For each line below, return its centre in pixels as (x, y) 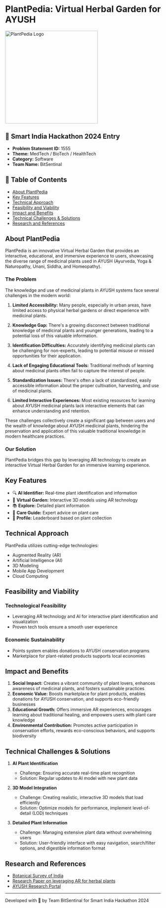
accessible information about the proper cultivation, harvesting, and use (85, 385)
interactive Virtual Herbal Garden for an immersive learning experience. (78, 465)
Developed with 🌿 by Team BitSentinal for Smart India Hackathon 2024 (77, 901)
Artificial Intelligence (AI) (37, 560)
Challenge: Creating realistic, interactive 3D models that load (81, 798)
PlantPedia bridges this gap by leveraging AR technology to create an (76, 459)
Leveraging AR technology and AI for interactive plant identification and (85, 616)
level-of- (142, 808)
